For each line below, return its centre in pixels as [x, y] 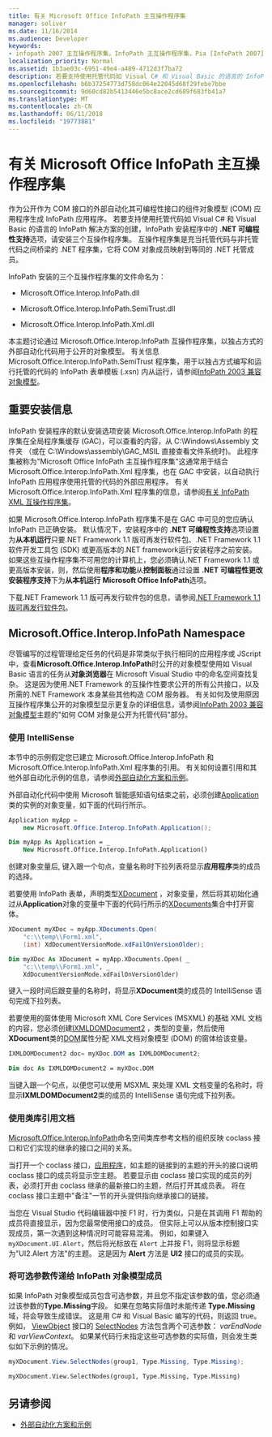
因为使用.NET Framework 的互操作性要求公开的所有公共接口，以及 [149, 684]
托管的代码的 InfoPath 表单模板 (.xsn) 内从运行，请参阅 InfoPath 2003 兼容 [138, 371]
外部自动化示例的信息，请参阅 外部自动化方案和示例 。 [104, 777]
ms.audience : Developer [49, 39]
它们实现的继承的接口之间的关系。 [79, 1148]
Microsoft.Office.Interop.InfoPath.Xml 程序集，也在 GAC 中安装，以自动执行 [134, 471]
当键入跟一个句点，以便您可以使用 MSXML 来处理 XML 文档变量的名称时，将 [136, 1085]
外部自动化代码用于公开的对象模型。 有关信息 [84, 351]
